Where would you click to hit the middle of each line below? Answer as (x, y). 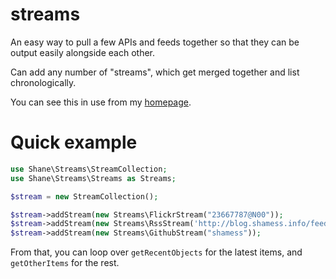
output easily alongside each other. (82, 52)
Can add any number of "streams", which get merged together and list (155, 72)
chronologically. (43, 82)
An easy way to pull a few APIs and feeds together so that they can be (155, 42)
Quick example (74, 142)
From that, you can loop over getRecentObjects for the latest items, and (156, 252)
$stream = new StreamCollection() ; (84, 196)
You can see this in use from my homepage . (101, 102)
